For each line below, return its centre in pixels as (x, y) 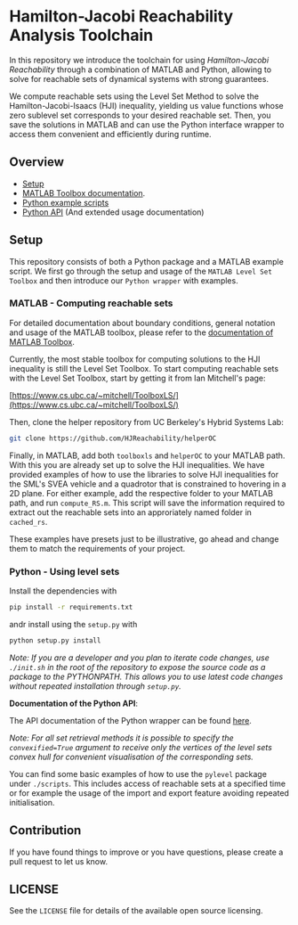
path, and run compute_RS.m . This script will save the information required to (147, 503)
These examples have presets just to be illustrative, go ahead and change (144, 539)
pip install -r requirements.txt (71, 608)
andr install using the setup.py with (73, 624)
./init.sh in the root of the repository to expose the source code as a (137, 667)
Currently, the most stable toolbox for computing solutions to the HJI (135, 359)
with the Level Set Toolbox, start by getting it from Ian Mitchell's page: (137, 378)
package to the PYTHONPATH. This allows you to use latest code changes (146, 676)
